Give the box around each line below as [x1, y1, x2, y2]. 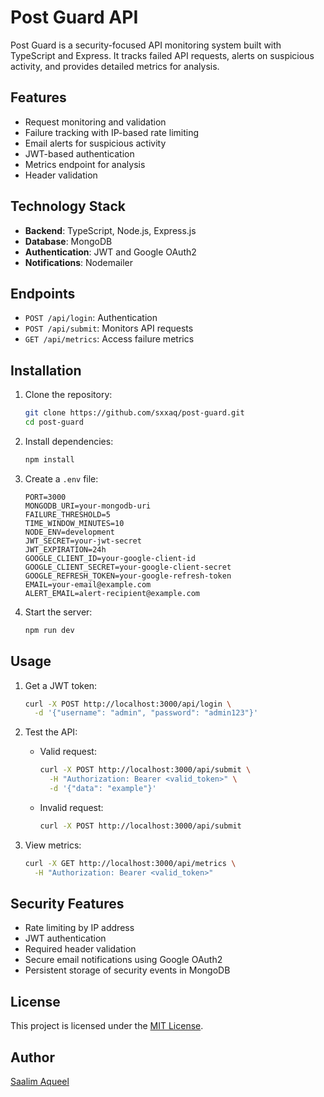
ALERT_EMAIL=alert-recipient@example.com [24, 588, 200, 598]
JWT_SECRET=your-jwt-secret [24, 536, 142, 546]
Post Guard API [10, 6, 139, 29]
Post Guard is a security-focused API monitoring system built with [10, 39, 282, 51]
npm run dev [24, 625, 75, 635]
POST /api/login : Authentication [24, 312, 158, 324]
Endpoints [10, 285, 76, 302]
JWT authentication [24, 932, 107, 945]
